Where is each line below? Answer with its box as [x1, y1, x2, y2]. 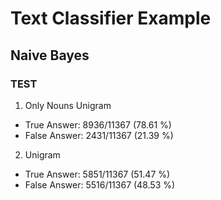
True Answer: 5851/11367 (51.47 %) [24, 168, 171, 180]
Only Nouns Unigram [24, 99, 112, 111]
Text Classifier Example [10, 7, 212, 30]
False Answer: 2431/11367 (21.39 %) [24, 129, 174, 141]
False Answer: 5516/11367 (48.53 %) [24, 178, 176, 191]
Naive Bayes [10, 47, 90, 64]
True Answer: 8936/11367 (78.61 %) [24, 118, 172, 131]
